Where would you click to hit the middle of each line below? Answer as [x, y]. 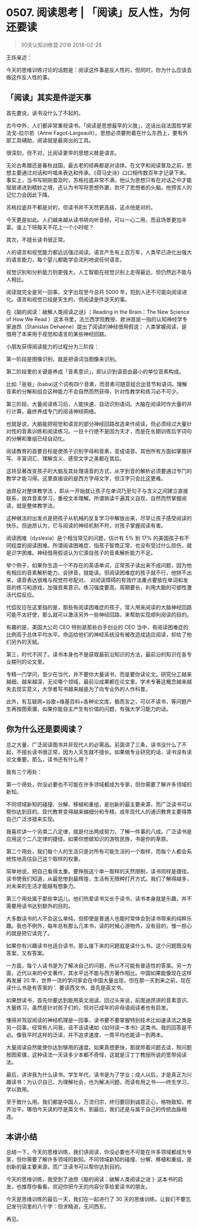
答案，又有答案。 [27, 953]
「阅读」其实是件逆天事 [49, 98]
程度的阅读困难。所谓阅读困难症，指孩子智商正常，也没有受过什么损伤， [99, 545]
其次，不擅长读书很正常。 [37, 239]
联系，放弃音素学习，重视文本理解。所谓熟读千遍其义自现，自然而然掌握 [94, 498]
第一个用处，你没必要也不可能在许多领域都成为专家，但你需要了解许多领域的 [99, 784]
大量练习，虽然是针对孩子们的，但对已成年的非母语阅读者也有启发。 [89, 1007]
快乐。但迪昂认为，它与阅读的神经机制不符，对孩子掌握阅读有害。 [86, 525]
